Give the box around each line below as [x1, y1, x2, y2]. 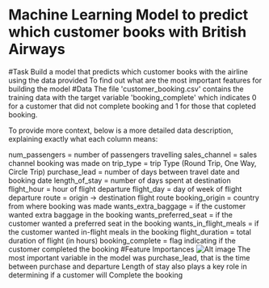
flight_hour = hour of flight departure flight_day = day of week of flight [8, 184, 242, 193]
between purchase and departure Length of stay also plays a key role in [8, 261, 248, 271]
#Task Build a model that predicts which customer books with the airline [8, 66, 249, 76]
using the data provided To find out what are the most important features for [8, 75, 263, 85]
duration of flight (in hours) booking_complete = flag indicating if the [8, 235, 236, 245]
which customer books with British [8, 23, 247, 41]
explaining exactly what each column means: [8, 133, 158, 143]
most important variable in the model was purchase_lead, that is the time [8, 252, 250, 262]
